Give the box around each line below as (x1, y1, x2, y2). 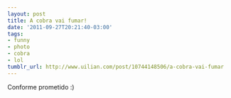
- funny (7, 37, 31, 44)
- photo (7, 43, 31, 50)
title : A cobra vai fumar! (7, 17, 87, 24)
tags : (7, 30, 23, 38)
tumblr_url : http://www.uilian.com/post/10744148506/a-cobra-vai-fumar (7, 63, 224, 70)
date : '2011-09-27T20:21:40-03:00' (7, 23, 113, 31)
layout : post (7, 10, 46, 18)
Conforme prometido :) (7, 82, 75, 91)
